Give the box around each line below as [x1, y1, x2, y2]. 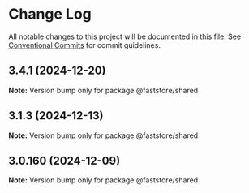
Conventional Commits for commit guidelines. [8, 40, 161, 49]
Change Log [8, 5, 92, 24]
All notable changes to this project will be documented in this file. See [8, 32, 242, 41]
